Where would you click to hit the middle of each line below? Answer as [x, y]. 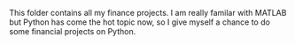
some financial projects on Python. [73, 31]
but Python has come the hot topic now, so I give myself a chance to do [140, 22]
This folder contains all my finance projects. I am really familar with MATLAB [148, 13]
